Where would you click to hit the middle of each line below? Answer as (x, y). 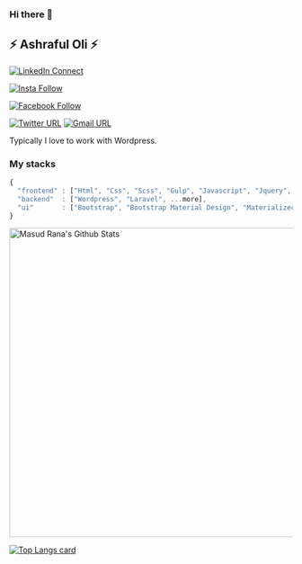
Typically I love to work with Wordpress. (83, 140)
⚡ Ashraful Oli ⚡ (54, 45)
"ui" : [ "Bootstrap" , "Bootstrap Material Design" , (129, 207)
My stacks (33, 164)
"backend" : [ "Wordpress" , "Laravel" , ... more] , (112, 199)
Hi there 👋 (31, 14)
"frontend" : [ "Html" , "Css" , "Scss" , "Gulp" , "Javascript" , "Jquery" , (155, 191)
